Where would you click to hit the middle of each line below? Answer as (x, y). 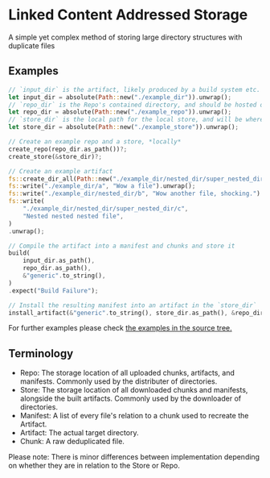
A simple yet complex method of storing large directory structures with (125, 37)
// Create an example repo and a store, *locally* (95, 142)
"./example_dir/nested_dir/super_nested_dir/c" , (106, 209)
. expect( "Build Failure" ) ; (53, 291)
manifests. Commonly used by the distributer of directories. (119, 381)
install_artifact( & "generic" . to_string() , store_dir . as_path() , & (122, 313)
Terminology (41, 353)
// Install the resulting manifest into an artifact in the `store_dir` (133, 305)
